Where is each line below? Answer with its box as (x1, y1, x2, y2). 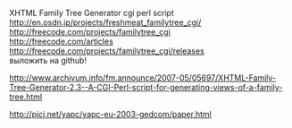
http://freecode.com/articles (9, 36, 113, 47)
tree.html (9, 91, 43, 102)
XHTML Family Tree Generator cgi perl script (9, 8, 174, 18)
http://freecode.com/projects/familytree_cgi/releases (9, 46, 205, 56)
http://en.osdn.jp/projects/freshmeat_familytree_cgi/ (9, 17, 202, 28)
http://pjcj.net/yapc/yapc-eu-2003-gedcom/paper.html (9, 109, 212, 119)
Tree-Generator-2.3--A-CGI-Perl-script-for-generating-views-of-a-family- (9, 82, 283, 92)
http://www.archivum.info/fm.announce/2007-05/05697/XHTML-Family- (9, 73, 277, 83)
